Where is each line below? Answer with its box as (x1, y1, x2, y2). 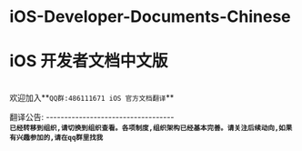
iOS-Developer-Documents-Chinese (9, 6, 291, 27)
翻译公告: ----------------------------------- (9, 112, 175, 123)
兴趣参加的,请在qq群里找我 (15, 134, 104, 143)
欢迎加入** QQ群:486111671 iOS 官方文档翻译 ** (9, 93, 175, 104)
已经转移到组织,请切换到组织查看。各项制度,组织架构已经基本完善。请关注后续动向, (9, 124, 279, 133)
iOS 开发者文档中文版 (9, 51, 168, 72)
